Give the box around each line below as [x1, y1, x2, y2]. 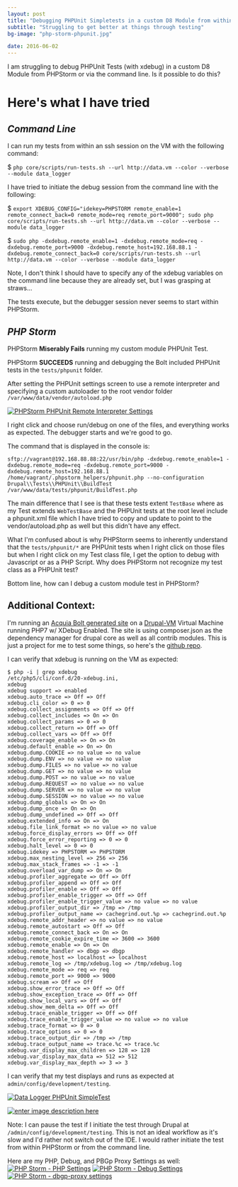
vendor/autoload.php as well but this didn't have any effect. [7, 522, 181, 530]
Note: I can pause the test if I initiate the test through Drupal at [7, 1120, 189, 1129]
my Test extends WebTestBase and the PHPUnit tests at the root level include [7, 506, 228, 514]
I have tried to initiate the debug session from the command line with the [7, 183, 219, 191]
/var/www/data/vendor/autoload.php [7, 394, 113, 401]
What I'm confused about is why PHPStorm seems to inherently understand [7, 535, 228, 544]
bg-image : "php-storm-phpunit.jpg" [7, 30, 113, 38]
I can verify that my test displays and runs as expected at [7, 1071, 174, 1080]
